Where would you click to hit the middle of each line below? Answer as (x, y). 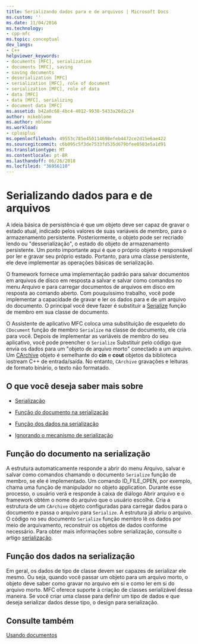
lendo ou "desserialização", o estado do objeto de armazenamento (88, 244)
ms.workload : (22, 128)
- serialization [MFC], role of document (58, 84)
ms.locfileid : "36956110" (38, 166)
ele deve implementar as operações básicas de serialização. (80, 263)
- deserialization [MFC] (37, 78)
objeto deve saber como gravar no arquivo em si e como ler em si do (90, 583)
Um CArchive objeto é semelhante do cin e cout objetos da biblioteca (92, 355)
